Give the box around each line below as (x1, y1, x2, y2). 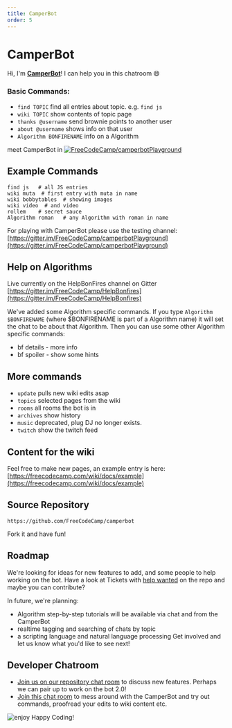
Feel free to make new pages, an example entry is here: (7, 464, 166, 472)
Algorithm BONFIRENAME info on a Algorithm (17, 132, 139, 140)
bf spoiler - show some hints (17, 351, 99, 359)
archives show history (17, 411, 81, 419)
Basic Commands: (7, 87, 71, 96)
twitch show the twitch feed (17, 426, 98, 434)
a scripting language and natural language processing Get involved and (17, 632, 222, 640)
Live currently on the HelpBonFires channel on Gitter (7, 279, 157, 288)
